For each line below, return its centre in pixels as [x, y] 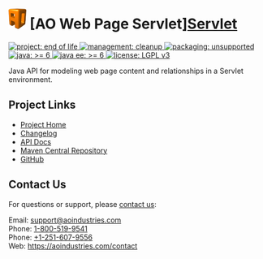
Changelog [39, 133]
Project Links [42, 105]
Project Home [43, 124]
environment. [30, 79]
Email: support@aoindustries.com [65, 220]
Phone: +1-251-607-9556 [51, 237]
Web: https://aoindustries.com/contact [73, 246]
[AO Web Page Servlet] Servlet [134, 24]
